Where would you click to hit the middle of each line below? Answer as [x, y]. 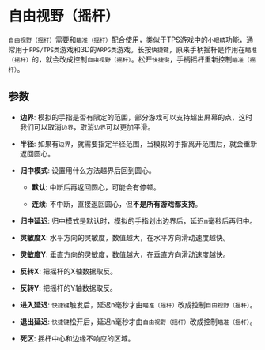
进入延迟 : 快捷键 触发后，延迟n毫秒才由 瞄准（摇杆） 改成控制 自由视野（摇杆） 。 [138, 304]
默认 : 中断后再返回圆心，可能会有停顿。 [96, 187]
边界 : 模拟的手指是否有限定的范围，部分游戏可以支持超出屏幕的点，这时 [136, 117]
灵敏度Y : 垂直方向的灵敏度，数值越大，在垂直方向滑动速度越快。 [125, 254]
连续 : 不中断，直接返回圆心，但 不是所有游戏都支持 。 [117, 204]
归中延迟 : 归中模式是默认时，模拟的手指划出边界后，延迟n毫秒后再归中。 [138, 220]
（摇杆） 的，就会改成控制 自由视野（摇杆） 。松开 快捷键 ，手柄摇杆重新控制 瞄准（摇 [132, 59]
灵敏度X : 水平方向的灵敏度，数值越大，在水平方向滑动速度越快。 [125, 237]
